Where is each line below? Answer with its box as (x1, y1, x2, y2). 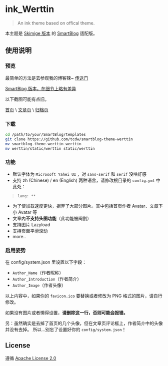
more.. (12, 233, 26, 239)
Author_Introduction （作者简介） (12, 276, 81, 282)
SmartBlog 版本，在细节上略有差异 (5, 85, 76, 91)
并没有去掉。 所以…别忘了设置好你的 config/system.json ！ (5, 327, 126, 333)
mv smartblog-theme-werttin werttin (5, 141, 81, 146)
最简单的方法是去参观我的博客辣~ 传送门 (5, 75, 88, 81)
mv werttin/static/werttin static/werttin (5, 146, 95, 151)
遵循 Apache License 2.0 (5, 355, 56, 361)
